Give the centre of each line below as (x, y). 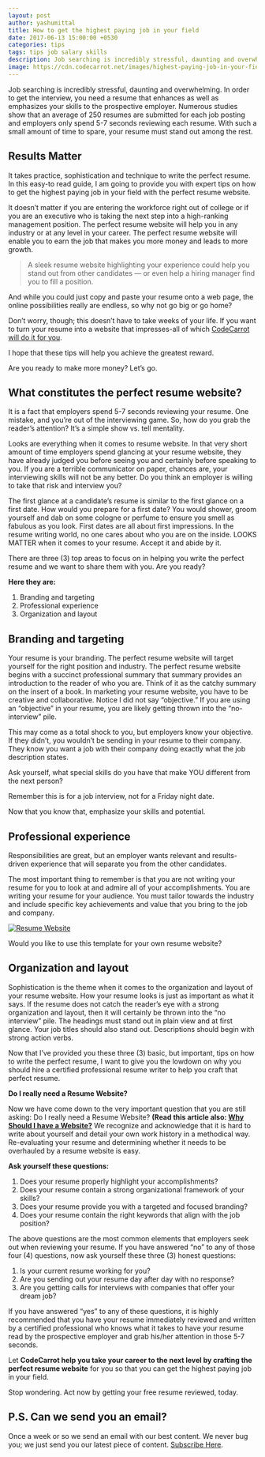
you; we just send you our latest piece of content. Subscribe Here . (116, 1444)
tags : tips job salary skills (58, 52)
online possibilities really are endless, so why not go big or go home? (120, 305)
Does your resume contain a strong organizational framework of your (132, 1189)
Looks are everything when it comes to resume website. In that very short (128, 444)
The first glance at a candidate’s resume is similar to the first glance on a (126, 501)
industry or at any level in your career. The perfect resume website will (123, 232)
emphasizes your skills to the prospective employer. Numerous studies (123, 106)
